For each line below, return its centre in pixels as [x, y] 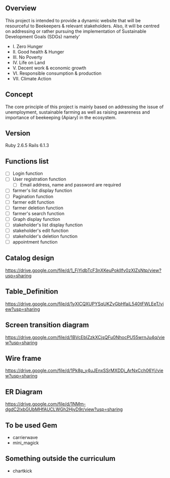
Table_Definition [32, 292]
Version [18, 133]
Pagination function [33, 196]
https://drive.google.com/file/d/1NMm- [46, 404]
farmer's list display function [42, 190]
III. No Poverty [27, 57]
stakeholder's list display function [48, 225]
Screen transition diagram [47, 325]
